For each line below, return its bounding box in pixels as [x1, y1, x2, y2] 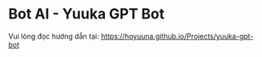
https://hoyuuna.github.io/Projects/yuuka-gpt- [100, 31, 254, 41]
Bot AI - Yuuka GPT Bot [8, 5, 165, 23]
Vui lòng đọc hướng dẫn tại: [8, 31, 99, 41]
